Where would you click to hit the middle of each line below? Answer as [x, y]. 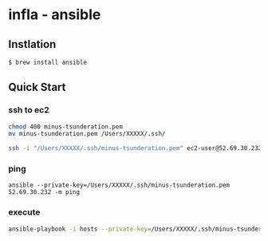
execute [24, 212]
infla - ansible [55, 15]
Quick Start [37, 87]
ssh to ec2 [29, 110]
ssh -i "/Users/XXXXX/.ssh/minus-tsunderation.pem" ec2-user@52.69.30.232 [135, 148]
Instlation [32, 44]
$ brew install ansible [48, 62]
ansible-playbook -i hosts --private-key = [80, 229]
